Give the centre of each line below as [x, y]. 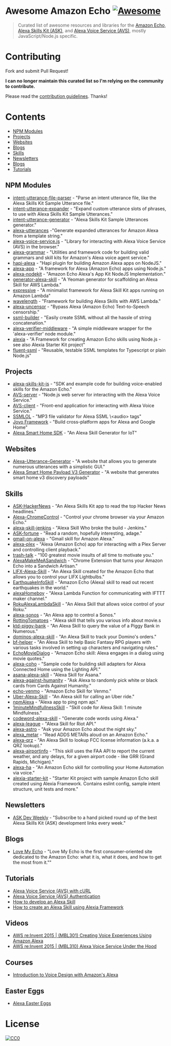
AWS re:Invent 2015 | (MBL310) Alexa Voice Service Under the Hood [85, 946]
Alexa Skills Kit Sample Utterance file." [53, 203]
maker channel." [30, 599]
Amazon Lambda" [32, 296]
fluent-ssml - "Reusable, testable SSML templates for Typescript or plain [89, 350]
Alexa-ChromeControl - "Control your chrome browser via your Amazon [89, 517]
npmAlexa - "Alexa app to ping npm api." [56, 702]
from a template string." [38, 236]
